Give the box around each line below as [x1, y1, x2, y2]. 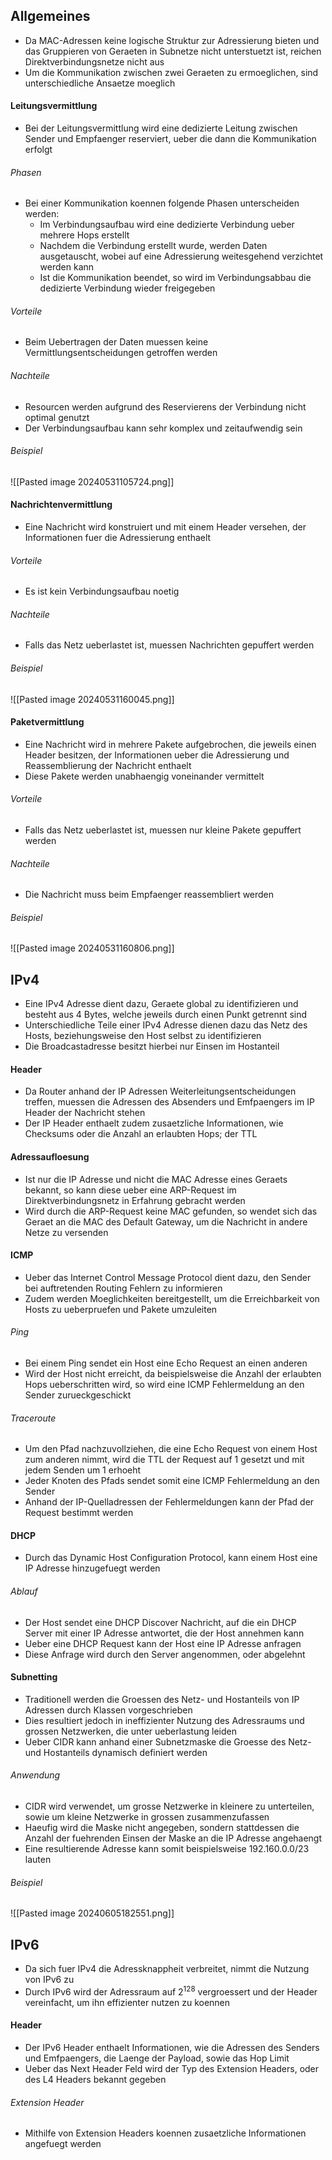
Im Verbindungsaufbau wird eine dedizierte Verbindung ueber [39, 219, 295, 231]
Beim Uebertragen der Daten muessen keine [24, 336, 209, 348]
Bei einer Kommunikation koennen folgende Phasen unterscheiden [24, 197, 300, 209]
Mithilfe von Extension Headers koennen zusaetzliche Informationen [24, 2127, 307, 2139]
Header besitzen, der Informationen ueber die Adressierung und [24, 749, 290, 761]
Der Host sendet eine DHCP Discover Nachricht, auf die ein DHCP [24, 1616, 297, 1628]
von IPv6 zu [24, 1974, 75, 1986]
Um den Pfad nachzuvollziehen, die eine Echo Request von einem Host [24, 1443, 318, 1455]
